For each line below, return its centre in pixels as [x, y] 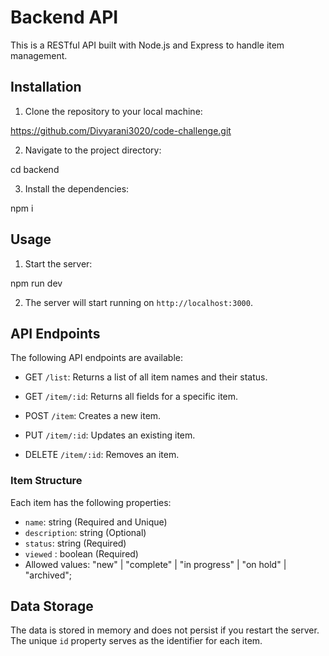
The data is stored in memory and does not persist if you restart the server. [165, 630]
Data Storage [52, 606]
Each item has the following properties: [91, 502]
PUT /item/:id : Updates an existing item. [110, 435]
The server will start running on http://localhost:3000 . [138, 302]
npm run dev [36, 283]
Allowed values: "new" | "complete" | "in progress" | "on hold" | [155, 564]
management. [39, 55]
